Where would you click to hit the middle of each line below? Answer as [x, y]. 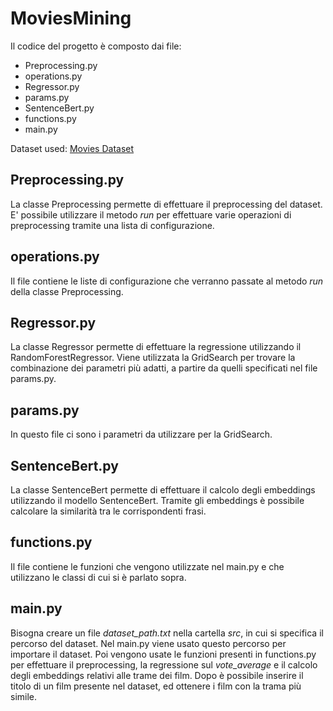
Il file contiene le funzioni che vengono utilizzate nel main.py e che [147, 566]
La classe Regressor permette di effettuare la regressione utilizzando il [156, 347]
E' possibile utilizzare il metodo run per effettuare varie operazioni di [151, 214]
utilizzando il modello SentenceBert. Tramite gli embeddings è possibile [157, 500]
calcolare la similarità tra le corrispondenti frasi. [108, 511]
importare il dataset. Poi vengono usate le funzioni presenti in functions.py [163, 654]
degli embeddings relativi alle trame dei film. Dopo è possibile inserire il [157, 675]
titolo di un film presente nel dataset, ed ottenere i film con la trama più [156, 686]
